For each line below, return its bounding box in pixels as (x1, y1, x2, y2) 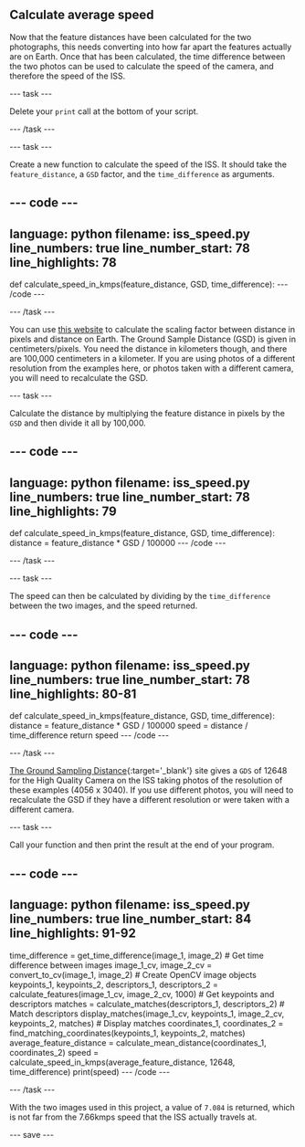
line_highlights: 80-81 (9, 687, 137, 701)
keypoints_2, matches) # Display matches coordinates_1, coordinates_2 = (9, 1017, 284, 1028)
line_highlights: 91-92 (9, 926, 137, 942)
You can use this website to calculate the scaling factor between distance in (9, 324, 296, 335)
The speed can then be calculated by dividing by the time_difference (9, 591, 271, 602)
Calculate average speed (9, 7, 154, 23)
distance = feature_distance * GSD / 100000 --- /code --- (9, 538, 226, 549)
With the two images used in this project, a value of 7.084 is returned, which (9, 1101, 295, 1112)
